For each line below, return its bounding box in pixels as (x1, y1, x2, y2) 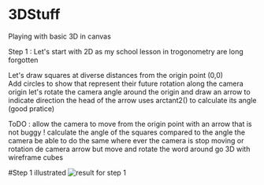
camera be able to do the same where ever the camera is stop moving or (8, 135, 244, 145)
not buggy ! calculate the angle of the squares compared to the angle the (8, 128, 246, 137)
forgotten (8, 55, 39, 65)
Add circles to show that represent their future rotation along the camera (8, 79, 244, 88)
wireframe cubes (8, 152, 64, 162)
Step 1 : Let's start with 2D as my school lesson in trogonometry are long (8, 46, 244, 56)
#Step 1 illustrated (8, 168, 67, 177)
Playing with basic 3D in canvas (8, 31, 112, 41)
